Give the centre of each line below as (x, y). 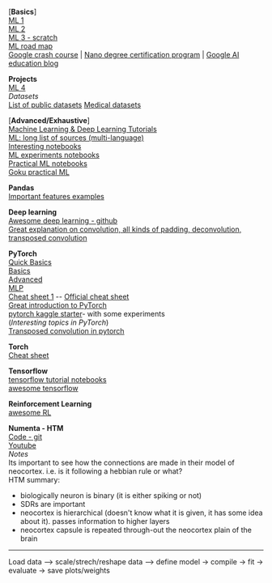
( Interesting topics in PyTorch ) (59, 322)
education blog (34, 63)
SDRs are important (53, 504)
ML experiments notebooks (54, 155)
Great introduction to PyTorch (58, 305)
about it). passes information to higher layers (95, 521)
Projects (23, 79)
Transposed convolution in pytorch (66, 331)
